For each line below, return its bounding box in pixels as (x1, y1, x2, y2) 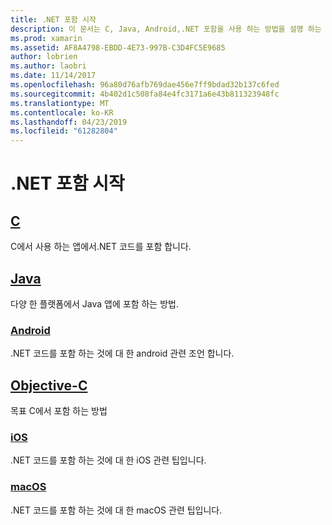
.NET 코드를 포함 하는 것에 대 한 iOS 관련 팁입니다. (10, 454, 207, 466)
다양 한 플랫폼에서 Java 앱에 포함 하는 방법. (10, 297, 179, 310)
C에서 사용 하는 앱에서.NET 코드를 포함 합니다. (10, 241, 192, 253)
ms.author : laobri (10, 61, 87, 71)
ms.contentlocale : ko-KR (10, 107, 114, 118)
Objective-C (10, 377, 88, 394)
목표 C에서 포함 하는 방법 (10, 405, 108, 417)
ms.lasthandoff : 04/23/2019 (10, 117, 128, 127)
